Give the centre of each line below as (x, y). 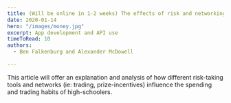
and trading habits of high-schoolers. (60, 92)
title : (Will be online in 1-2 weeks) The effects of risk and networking (117, 13)
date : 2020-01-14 (32, 20)
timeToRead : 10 (29, 39)
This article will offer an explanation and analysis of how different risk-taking (115, 77)
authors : (20, 45)
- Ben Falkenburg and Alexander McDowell (74, 52)
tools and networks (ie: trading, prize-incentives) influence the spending (110, 84)
